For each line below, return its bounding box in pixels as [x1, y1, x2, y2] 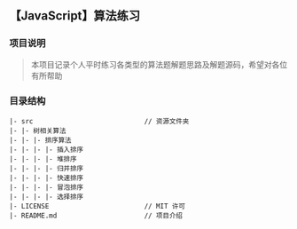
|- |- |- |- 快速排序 [9, 173, 84, 182]
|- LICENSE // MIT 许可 [9, 201, 186, 210]
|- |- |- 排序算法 [9, 136, 72, 145]
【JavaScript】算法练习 [9, 8, 141, 24]
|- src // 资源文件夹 [9, 116, 190, 126]
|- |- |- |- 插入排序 [9, 145, 84, 154]
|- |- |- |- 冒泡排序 [9, 183, 84, 192]
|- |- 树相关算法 [9, 126, 66, 135]
